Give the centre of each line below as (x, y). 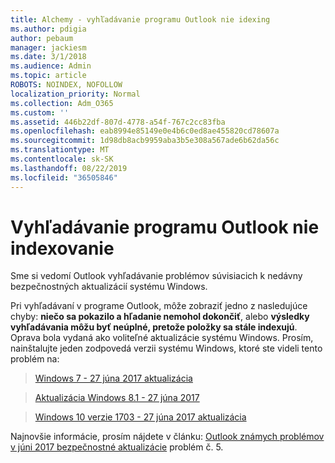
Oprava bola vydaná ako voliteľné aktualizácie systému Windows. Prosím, (162, 338)
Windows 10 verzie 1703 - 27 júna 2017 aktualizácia (140, 417)
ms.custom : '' (40, 112)
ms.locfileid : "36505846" (64, 177)
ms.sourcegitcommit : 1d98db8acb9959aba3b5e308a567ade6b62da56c (145, 141)
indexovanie (62, 248)
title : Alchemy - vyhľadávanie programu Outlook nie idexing (140, 19)
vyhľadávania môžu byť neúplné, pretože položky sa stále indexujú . (154, 327)
